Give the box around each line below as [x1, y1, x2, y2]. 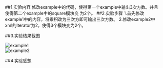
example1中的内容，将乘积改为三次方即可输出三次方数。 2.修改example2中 [5, 17, 155, 22]
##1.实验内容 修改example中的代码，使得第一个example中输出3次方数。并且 [5, 4, 159, 10]
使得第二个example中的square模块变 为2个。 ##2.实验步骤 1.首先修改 [5, 10, 144, 16]
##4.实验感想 [5, 58, 32, 63]
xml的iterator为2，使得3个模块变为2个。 [5, 22, 86, 28]
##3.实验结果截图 [5, 33, 41, 38]
